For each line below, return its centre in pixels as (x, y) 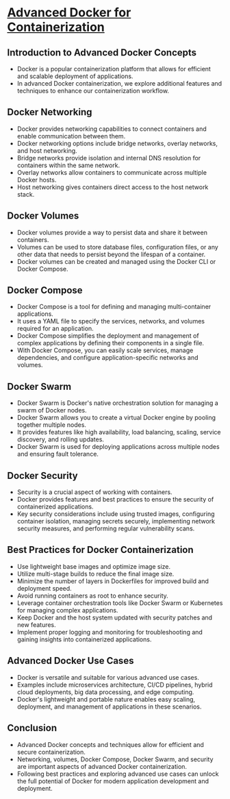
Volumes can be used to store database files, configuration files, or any (118, 247)
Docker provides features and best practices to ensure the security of (115, 500)
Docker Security (42, 475)
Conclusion (32, 728)
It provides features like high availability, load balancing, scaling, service (119, 432)
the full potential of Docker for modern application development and (113, 781)
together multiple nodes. (52, 425)
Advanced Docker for (69, 13)
